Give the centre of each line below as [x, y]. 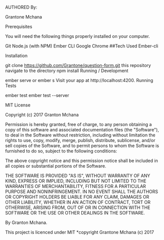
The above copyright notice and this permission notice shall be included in [82, 160]
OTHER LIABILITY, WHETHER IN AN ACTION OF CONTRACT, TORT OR [78, 202]
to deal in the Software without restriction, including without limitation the [80, 135]
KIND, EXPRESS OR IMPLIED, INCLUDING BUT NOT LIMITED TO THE [76, 181]
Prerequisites [19, 26]
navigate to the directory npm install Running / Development [67, 70]
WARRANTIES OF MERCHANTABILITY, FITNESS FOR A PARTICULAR [76, 186]
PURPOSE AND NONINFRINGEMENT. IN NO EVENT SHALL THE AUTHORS [82, 191]
